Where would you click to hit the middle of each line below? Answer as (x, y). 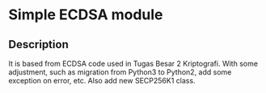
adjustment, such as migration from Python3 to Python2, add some (120, 72)
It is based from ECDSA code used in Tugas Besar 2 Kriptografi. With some (133, 63)
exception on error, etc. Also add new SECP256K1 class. (102, 81)
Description (38, 44)
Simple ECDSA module (86, 15)
